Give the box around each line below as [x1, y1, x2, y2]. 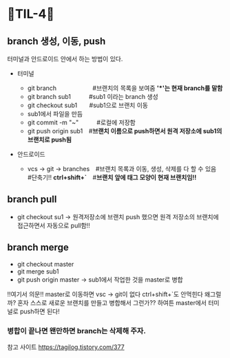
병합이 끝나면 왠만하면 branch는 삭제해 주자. [7, 326, 146, 335]
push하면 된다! [19, 307, 60, 315]
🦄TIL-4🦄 [7, 6, 55, 22]
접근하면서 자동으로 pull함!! [17, 221, 91, 230]
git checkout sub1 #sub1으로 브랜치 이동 [27, 101, 148, 109]
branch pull [7, 194, 57, 205]
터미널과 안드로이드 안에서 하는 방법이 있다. [7, 55, 123, 63]
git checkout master [17, 260, 74, 268]
